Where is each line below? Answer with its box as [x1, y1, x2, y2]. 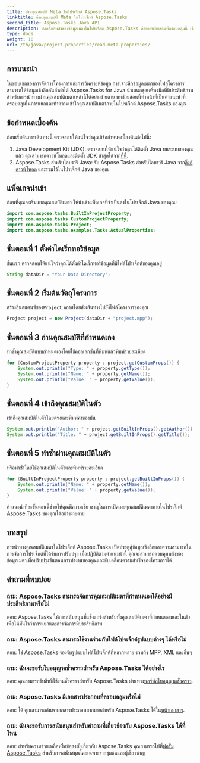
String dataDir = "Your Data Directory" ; [7, 272, 111, 278]
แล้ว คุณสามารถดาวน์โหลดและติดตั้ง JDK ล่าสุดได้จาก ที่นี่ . [15, 152, 129, 159]
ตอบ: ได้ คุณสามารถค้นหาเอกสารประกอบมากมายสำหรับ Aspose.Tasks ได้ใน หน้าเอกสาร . [7, 706, 185, 714]
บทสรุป [7, 528, 28, 538]
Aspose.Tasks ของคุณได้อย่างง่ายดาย [7, 510, 85, 517]
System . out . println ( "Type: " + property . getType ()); [17, 365, 151, 371]
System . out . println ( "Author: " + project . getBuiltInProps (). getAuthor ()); [7, 426, 196, 432]
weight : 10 [7, 36, 34, 42]
